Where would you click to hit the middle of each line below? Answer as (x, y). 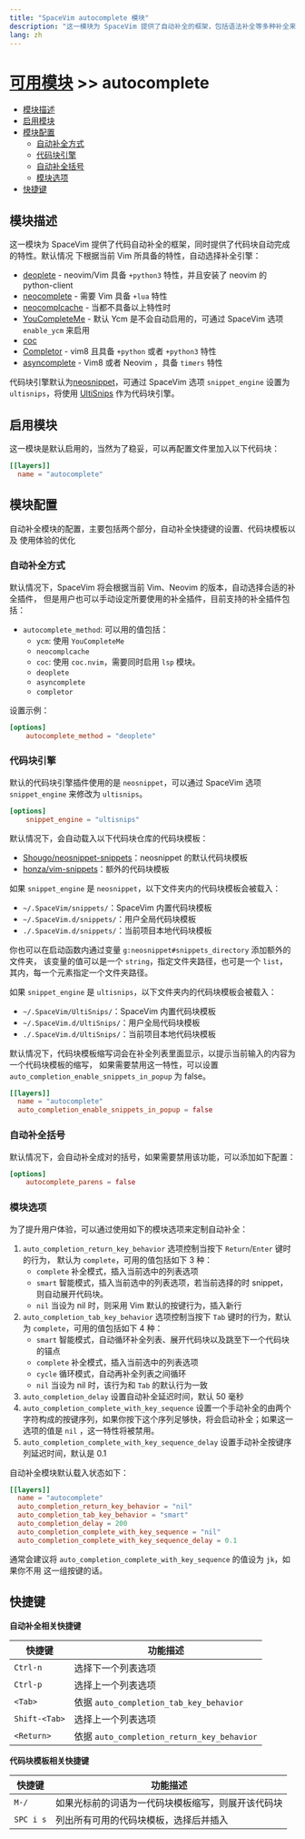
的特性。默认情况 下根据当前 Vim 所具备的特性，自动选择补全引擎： (135, 256)
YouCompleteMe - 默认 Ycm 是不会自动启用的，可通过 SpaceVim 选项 (153, 319)
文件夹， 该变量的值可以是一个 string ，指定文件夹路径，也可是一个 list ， (148, 960)
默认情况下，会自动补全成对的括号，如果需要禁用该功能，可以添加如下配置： (152, 1156)
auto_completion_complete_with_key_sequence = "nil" (119, 1532)
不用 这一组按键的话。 (66, 1570)
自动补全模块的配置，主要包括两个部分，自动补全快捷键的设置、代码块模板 (148, 528)
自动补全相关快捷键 (45, 1625)
